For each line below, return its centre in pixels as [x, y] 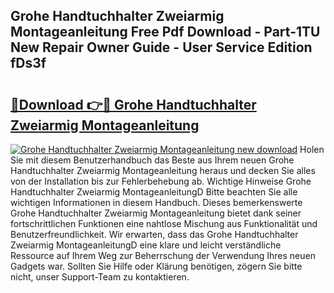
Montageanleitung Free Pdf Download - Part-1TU [165, 32]
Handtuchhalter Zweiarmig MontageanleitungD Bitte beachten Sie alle [154, 192]
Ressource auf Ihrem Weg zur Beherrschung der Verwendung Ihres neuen [163, 255]
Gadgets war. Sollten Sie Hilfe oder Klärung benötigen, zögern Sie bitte [156, 266]
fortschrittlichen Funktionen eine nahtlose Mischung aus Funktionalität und [164, 223]
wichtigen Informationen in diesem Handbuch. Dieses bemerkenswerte [156, 202]
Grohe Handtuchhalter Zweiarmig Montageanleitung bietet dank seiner [156, 213]
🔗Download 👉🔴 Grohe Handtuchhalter [133, 104]
